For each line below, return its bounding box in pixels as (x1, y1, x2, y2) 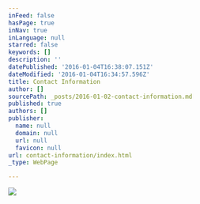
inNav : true (8, 26, 47, 34)
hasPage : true (8, 19, 55, 27)
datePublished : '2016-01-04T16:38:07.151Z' (8, 63, 154, 71)
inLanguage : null (8, 33, 66, 42)
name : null (15, 122, 51, 130)
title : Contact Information (8, 77, 101, 85)
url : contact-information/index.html (8, 151, 133, 159)
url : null (15, 136, 47, 145)
